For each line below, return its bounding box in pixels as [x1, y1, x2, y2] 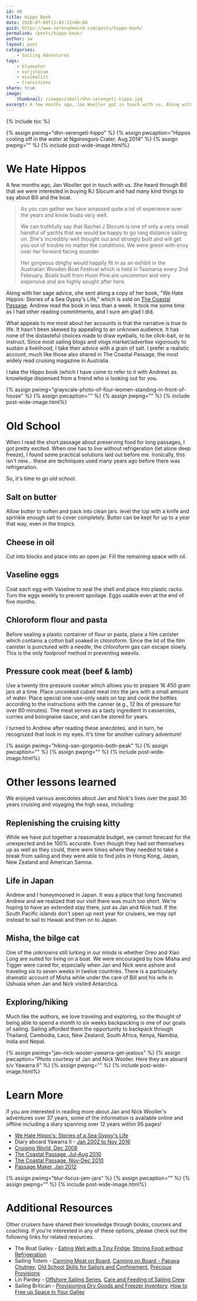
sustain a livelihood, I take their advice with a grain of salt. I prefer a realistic [6, 345, 189, 352]
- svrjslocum [16, 69, 49, 75]
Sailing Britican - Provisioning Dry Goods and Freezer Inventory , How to [14, 1282, 188, 1289]
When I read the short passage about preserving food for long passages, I [6, 439, 185, 446]
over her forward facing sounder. [20, 248, 101, 255]
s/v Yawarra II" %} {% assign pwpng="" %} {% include [6, 1062, 139, 1069]
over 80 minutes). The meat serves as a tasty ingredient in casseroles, [6, 707, 176, 714]
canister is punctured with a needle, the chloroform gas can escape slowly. [6, 643, 188, 650]
